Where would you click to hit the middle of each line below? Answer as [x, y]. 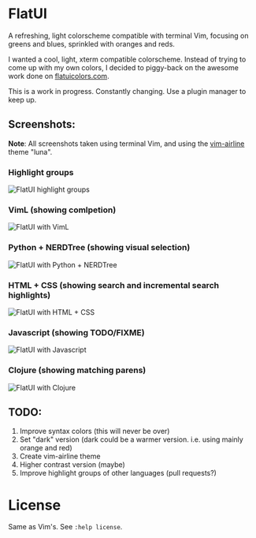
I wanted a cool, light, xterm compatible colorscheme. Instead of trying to [127, 59]
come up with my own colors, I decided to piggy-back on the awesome [123, 67]
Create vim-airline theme [60, 456]
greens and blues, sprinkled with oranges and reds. [92, 43]
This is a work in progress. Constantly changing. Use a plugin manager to [127, 91]
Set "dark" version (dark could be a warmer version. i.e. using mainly [132, 439]
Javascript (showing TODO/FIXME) [76, 332]
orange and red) [46, 448]
